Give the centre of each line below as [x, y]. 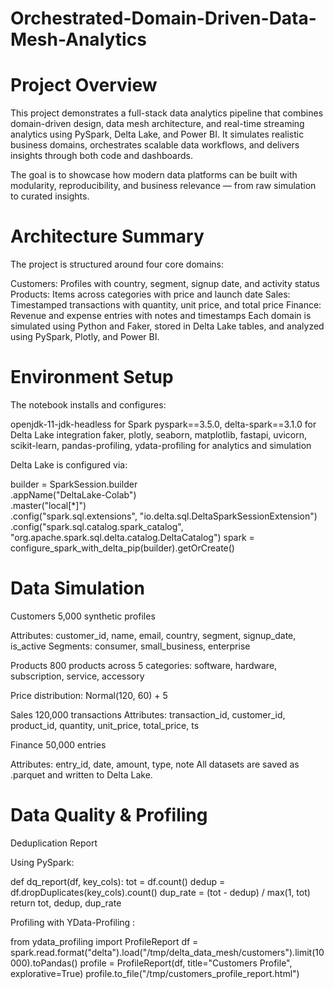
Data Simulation [77, 588]
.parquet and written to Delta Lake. [81, 774]
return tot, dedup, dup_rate [66, 903]
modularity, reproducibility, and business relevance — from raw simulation [163, 186]
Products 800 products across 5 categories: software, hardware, [144, 665]
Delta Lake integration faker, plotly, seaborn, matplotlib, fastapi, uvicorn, [159, 435]
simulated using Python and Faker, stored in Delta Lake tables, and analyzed [167, 326]
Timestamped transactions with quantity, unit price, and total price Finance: [166, 305]
